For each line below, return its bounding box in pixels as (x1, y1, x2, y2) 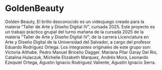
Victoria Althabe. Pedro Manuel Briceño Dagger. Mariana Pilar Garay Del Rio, (5, 49, 158, 55)
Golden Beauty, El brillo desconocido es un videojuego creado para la (5, 19, 145, 24)
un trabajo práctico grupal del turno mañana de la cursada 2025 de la (5, 29, 144, 35)
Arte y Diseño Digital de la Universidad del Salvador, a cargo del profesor (5, 39, 151, 45)
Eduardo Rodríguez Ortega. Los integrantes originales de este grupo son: (5, 44, 151, 50)
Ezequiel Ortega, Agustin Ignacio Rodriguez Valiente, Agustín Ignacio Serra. (5, 59, 156, 65)
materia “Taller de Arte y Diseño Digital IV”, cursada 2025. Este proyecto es (5, 23, 155, 29)
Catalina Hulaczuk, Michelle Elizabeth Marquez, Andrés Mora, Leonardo (5, 54, 149, 60)
